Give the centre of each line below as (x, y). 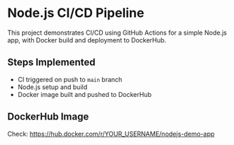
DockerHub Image (48, 117)
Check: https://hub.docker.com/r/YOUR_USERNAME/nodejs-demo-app (111, 134)
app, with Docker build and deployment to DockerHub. (87, 40)
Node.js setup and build (52, 87)
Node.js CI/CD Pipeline (76, 13)
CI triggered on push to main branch (70, 79)
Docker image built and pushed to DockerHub (84, 94)
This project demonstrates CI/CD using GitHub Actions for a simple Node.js (117, 33)
